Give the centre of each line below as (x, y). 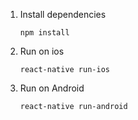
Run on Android (52, 88)
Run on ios (42, 51)
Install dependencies (63, 14)
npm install (44, 33)
